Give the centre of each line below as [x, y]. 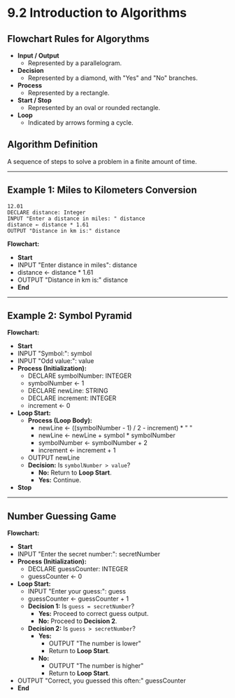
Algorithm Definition [52, 145]
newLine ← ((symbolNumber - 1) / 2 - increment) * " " [115, 428]
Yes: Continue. [60, 480]
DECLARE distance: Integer [47, 212]
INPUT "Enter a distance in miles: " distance [76, 219]
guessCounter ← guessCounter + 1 [78, 599]
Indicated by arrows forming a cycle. [80, 123]
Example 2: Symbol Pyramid [70, 316]
